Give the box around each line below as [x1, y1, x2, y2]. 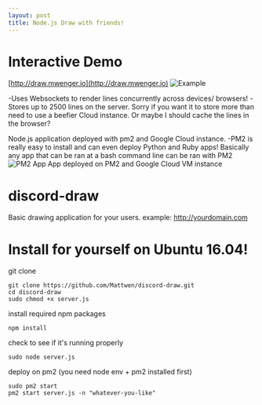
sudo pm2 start [8, 382, 58, 390]
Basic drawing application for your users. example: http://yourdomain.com [8, 213, 249, 223]
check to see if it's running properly [8, 338, 124, 348]
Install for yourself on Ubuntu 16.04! [8, 241, 249, 258]
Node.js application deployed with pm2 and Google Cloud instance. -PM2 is [8, 134, 253, 144]
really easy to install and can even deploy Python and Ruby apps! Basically [8, 142, 249, 152]
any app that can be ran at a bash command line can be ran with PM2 [8, 151, 233, 160]
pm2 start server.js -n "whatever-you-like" [8, 389, 156, 397]
